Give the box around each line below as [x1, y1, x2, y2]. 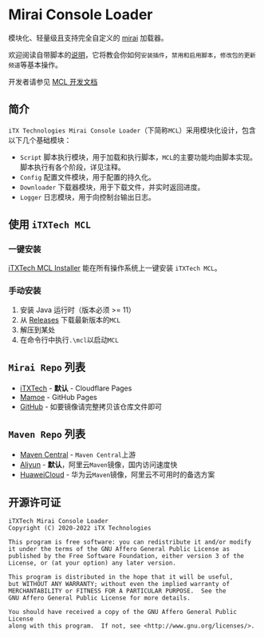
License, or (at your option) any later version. [8, 559, 177, 568]
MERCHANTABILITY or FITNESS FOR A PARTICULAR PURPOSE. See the [8, 587, 227, 596]
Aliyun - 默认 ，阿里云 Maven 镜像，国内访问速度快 [19, 460, 178, 470]
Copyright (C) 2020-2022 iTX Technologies [8, 525, 152, 533]
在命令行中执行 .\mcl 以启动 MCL [19, 335, 120, 344]
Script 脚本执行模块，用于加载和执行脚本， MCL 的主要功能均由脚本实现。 [19, 152, 258, 161]
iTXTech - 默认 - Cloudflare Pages [19, 383, 132, 393]
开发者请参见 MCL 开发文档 [8, 77, 98, 86]
